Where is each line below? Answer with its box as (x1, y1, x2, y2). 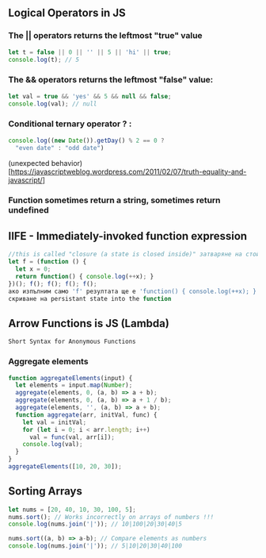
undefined (8, 205, 49, 216)
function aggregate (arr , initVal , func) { (15, 410, 158, 419)
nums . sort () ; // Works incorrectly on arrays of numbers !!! (8, 513, 215, 521)
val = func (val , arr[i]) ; (28, 433, 115, 441)
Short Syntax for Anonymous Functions (8, 337, 136, 346)
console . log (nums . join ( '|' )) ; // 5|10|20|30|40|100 (8, 542, 182, 550)
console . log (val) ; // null (8, 99, 97, 108)
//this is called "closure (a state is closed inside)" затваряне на (8, 250, 243, 259)
